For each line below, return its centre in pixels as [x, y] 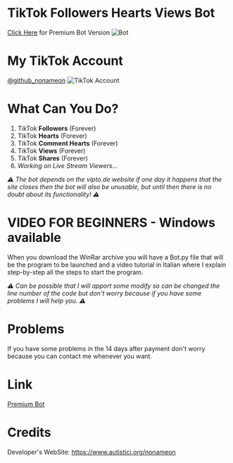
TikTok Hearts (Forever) [52, 136]
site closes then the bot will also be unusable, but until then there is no [109, 186]
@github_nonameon [36, 80]
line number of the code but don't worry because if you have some [105, 293]
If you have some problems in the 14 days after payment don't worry [106, 348]
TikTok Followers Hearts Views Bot [111, 13]
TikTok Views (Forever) [51, 151]
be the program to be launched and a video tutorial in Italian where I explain [117, 265]
